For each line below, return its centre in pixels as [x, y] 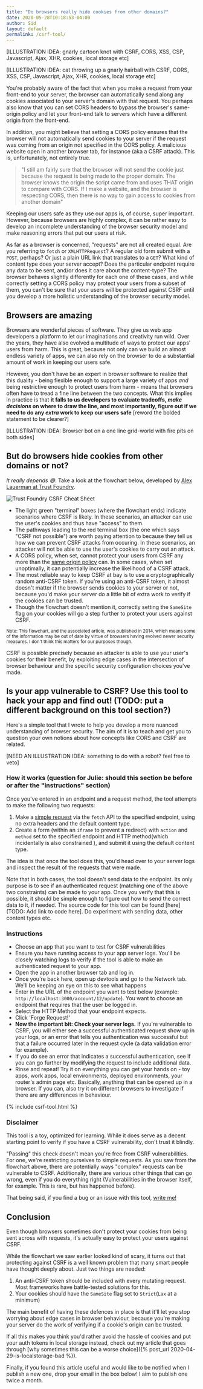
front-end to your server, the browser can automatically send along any [95, 95]
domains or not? [37, 466]
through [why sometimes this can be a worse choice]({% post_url [88, 1350]
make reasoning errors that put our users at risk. [66, 233]
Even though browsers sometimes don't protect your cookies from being [97, 1231]
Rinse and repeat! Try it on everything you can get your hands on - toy [102, 1069]
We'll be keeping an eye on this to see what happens [81, 986]
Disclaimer [22, 1123]
